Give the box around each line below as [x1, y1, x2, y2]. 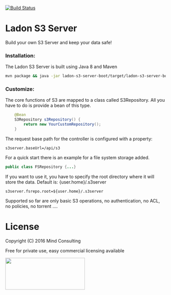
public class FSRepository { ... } [5, 164, 76, 169]
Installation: [5, 52, 36, 59]
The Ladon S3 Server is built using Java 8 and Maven [5, 64, 118, 70]
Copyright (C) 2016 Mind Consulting [5, 238, 81, 244]
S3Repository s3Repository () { [14, 117, 81, 122]
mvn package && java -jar [5, 74, 60, 79]
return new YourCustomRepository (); [23, 122, 101, 127]
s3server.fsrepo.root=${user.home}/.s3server [5, 189, 103, 194]
